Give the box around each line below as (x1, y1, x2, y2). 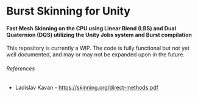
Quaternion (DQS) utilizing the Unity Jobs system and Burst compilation (6, 31, 192, 38)
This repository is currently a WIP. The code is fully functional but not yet (6, 44, 190, 52)
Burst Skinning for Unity (6, 4, 131, 18)
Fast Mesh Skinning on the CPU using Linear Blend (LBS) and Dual (6, 24, 177, 32)
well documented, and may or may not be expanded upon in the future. (6, 51, 185, 58)
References (6, 65, 35, 72)
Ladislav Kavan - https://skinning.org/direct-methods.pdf (15, 84, 158, 91)
